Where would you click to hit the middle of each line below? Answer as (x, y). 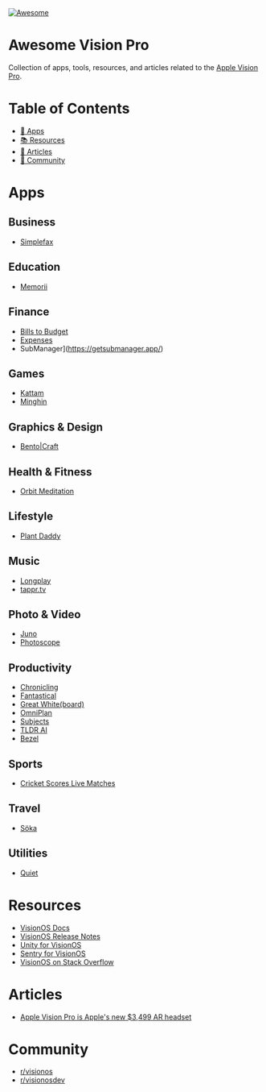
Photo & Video (45, 615)
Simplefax (37, 242)
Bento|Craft (39, 446)
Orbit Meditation (47, 491)
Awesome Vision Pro (79, 46)
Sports (26, 764)
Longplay (35, 580)
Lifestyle (31, 516)
